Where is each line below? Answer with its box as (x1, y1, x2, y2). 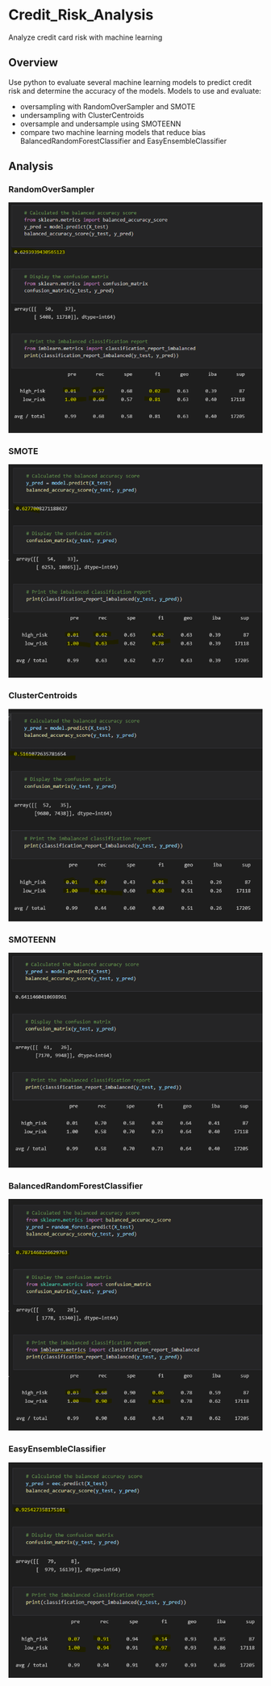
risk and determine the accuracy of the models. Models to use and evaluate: (8, 86, 262, 95)
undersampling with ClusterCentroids (19, 110, 144, 120)
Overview (8, 56, 59, 70)
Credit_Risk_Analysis (8, 6, 154, 24)
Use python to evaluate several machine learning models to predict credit (8, 77, 252, 87)
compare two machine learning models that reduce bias (19, 127, 206, 137)
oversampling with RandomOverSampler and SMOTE (19, 101, 196, 111)
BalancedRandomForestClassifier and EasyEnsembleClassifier (19, 136, 227, 146)
